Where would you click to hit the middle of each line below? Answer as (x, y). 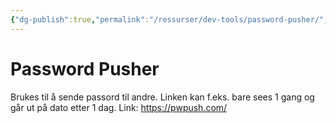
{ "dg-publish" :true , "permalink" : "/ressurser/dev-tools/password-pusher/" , (169, 19)
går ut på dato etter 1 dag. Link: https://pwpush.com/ (119, 107)
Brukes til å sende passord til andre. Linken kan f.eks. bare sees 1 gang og (162, 97)
